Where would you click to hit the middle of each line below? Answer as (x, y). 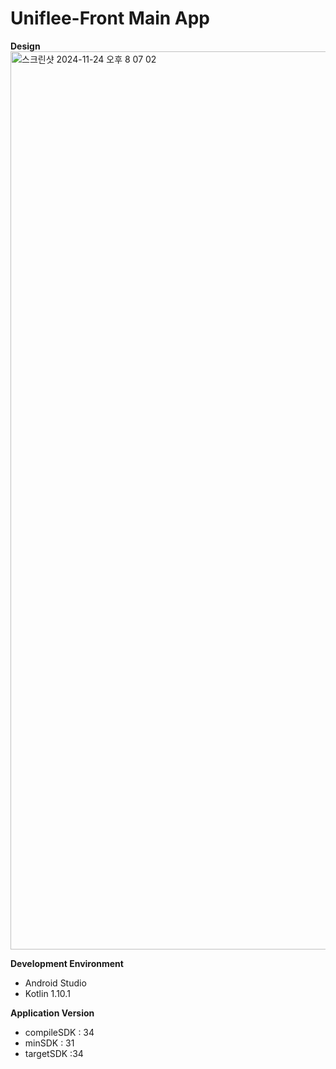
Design (25, 46)
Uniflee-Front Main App (110, 18)
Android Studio (55, 983)
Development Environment (67, 963)
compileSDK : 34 (59, 1032)
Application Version (52, 1013)
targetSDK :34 (54, 1053)
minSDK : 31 (49, 1043)
